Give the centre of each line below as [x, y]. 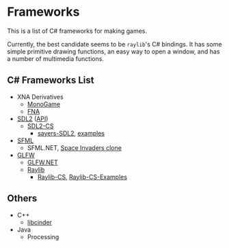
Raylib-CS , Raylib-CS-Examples [82, 177]
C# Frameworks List [51, 80]
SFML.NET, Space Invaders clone [74, 147]
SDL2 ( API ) [32, 119]
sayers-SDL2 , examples [71, 133]
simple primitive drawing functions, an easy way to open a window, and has [113, 51]
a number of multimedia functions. [56, 58]
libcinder [40, 222]
